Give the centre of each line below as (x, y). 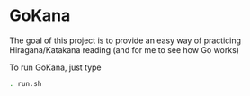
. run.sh (26, 83)
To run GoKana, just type (55, 67)
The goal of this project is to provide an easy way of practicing (125, 40)
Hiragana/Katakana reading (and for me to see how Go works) (125, 49)
